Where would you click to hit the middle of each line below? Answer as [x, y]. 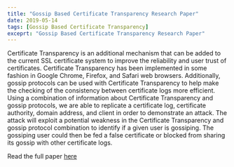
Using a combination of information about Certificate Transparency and [110, 98]
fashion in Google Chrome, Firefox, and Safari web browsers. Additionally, [114, 76]
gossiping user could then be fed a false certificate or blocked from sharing [116, 135]
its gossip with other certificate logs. [60, 143]
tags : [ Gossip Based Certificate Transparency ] [78, 27]
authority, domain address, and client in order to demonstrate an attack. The [117, 113]
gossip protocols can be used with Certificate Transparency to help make [113, 83]
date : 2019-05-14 [33, 20]
